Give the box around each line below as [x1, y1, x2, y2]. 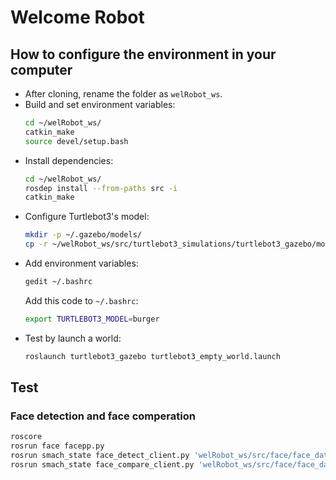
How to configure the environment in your [10, 46, 277, 63]
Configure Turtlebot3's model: [24, 211, 150, 223]
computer [10, 61, 73, 78]
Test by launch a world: [24, 332, 122, 344]
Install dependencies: [24, 154, 114, 166]
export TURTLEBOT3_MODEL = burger [24, 314, 160, 324]
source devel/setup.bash [24, 136, 129, 146]
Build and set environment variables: [24, 99, 176, 110]
